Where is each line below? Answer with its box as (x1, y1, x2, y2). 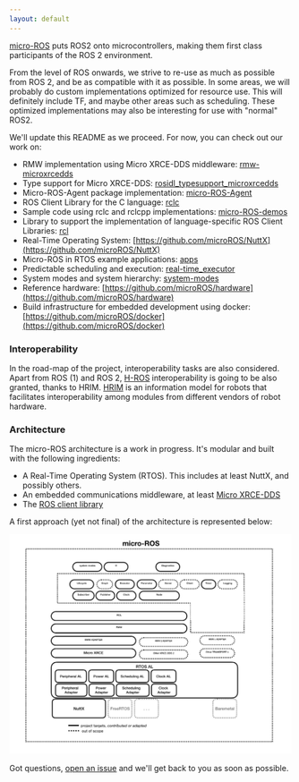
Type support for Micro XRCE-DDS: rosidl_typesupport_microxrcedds (21, 177, 279, 188)
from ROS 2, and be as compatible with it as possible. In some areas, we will (9, 76, 291, 87)
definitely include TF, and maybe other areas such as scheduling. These (9, 95, 276, 106)
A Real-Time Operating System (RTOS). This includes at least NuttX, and (21, 471, 289, 481)
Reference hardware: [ (21, 282, 106, 293)
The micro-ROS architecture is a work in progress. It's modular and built (9, 444, 275, 455)
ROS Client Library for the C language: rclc (21, 197, 180, 208)
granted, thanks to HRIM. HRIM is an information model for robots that (9, 381, 267, 393)
